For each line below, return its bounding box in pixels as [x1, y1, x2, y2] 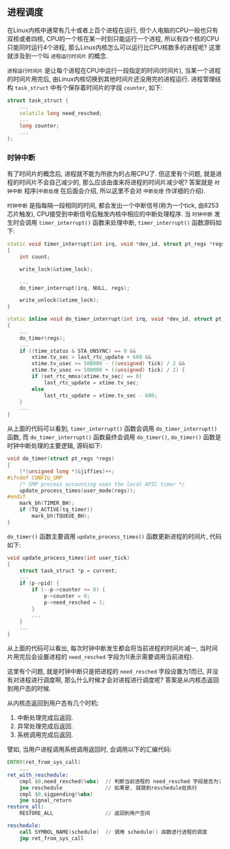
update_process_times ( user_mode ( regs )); [19, 487, 136, 494]
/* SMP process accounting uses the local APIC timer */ [19, 480, 186, 488]
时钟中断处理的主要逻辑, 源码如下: [7, 441, 103, 450]
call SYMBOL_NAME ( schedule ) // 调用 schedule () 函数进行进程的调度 [19, 828, 207, 835]
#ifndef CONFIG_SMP [7, 474, 63, 481]
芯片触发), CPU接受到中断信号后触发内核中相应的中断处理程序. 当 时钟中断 [7, 210, 214, 218]
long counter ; [19, 123, 60, 130]
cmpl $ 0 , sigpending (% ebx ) [19, 791, 94, 798]
